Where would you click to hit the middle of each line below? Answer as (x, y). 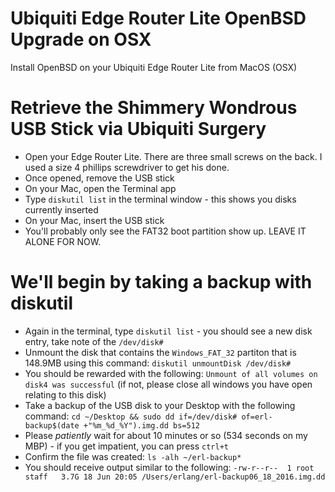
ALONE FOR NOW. (63, 241)
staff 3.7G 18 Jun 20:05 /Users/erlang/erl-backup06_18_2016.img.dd (175, 477)
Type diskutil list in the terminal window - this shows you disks (160, 199)
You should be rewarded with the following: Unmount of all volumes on (171, 373)
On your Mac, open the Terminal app (100, 188)
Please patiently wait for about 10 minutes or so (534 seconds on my (166, 435)
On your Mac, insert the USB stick (94, 220)
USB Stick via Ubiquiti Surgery (138, 129)
